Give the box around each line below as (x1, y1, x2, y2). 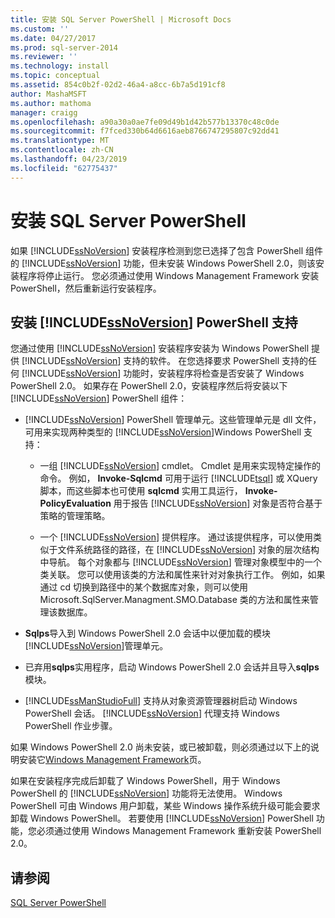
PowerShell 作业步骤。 (24, 720, 118, 732)
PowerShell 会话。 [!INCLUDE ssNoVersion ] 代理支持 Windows (24, 707, 280, 720)
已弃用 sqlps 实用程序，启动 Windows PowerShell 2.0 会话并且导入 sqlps (24, 661, 320, 673)
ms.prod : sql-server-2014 (10, 42, 118, 53)
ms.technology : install (10, 61, 110, 71)
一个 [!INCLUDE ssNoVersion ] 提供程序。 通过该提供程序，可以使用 (39, 531, 313, 543)
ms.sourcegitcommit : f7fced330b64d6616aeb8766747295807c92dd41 (10, 126, 280, 136)
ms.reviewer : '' (10, 52, 78, 62)
